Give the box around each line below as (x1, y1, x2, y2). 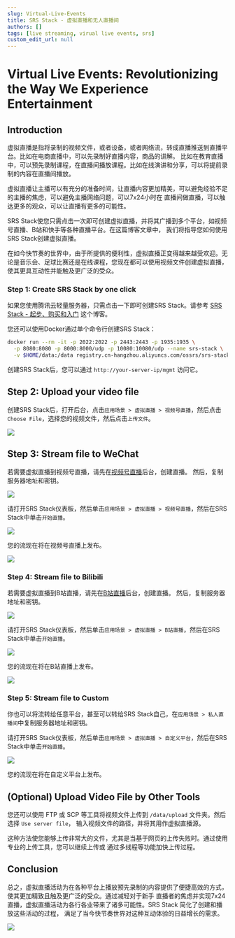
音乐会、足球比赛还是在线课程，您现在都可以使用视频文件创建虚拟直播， (19, 258, 228, 267)
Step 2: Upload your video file (7, 386, 140, 398)
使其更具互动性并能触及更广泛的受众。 (7, 267, 117, 275)
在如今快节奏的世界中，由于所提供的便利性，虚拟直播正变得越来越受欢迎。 (7, 249, 222, 257)
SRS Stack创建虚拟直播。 (7, 234, 80, 243)
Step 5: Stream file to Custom (7, 693, 110, 703)
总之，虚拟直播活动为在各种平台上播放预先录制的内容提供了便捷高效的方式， (7, 883, 228, 891)
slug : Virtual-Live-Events (7, 10, 86, 17)
